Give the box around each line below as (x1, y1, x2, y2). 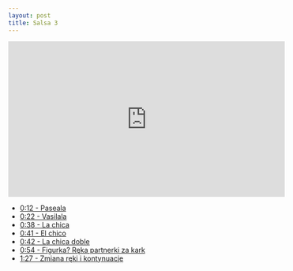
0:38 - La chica (19, 220, 69, 229)
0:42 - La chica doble (19, 236, 90, 246)
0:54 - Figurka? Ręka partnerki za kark (19, 245, 146, 254)
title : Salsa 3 (8, 19, 58, 27)
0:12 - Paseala (19, 203, 66, 213)
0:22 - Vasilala (19, 211, 67, 221)
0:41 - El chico (19, 228, 67, 238)
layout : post (8, 11, 51, 20)
